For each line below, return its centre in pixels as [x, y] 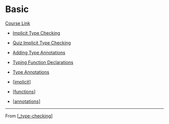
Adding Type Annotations [39, 52]
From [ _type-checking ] [29, 116]
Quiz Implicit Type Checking [42, 43]
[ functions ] [24, 91]
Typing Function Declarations [43, 62]
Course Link [18, 23]
